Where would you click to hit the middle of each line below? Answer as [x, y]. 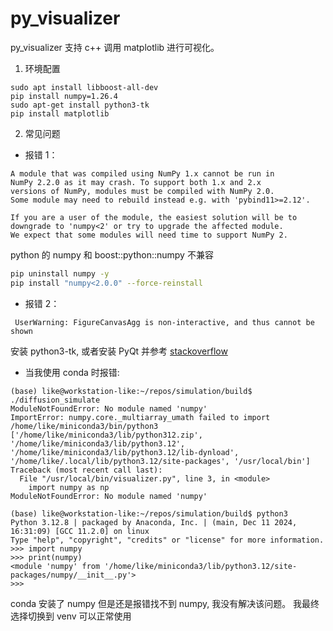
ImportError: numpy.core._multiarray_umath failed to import [140, 417]
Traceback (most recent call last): [86, 470]
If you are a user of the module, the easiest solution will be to [154, 217]
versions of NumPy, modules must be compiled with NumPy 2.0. [142, 191]
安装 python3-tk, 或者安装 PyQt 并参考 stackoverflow [119, 351]
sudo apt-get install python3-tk [80, 105]
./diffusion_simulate [55, 400]
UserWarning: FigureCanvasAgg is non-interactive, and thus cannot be [164, 322]
